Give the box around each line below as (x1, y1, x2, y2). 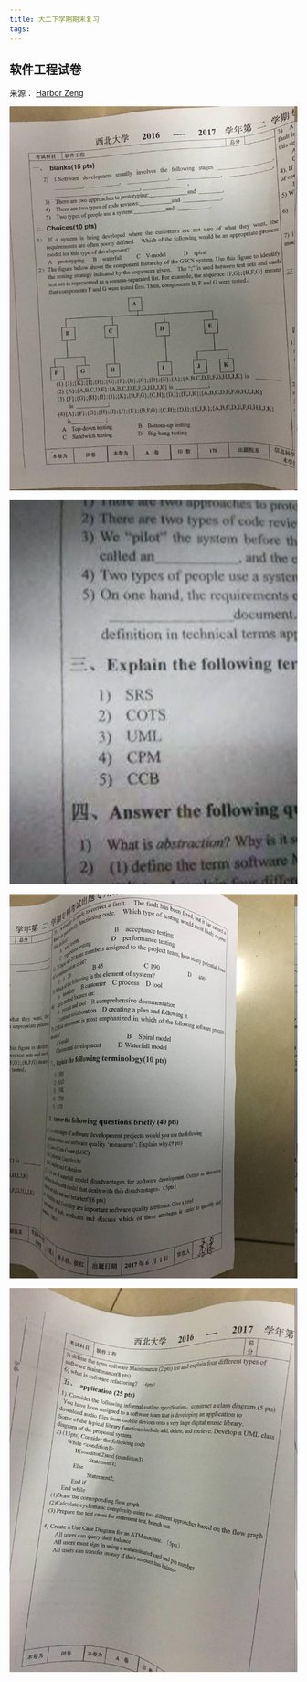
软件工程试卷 (9, 61, 82, 77)
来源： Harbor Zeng (9, 88, 84, 99)
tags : (9, 24, 30, 34)
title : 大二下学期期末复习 (9, 15, 101, 24)
